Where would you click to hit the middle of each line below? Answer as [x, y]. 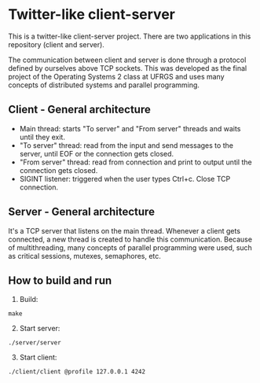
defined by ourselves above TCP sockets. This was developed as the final [128, 68]
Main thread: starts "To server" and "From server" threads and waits [130, 128]
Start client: [38, 357]
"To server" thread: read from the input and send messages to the [126, 145]
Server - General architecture [82, 212]
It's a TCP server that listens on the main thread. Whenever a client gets [125, 230]
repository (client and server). [56, 44]
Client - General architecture [79, 110]
